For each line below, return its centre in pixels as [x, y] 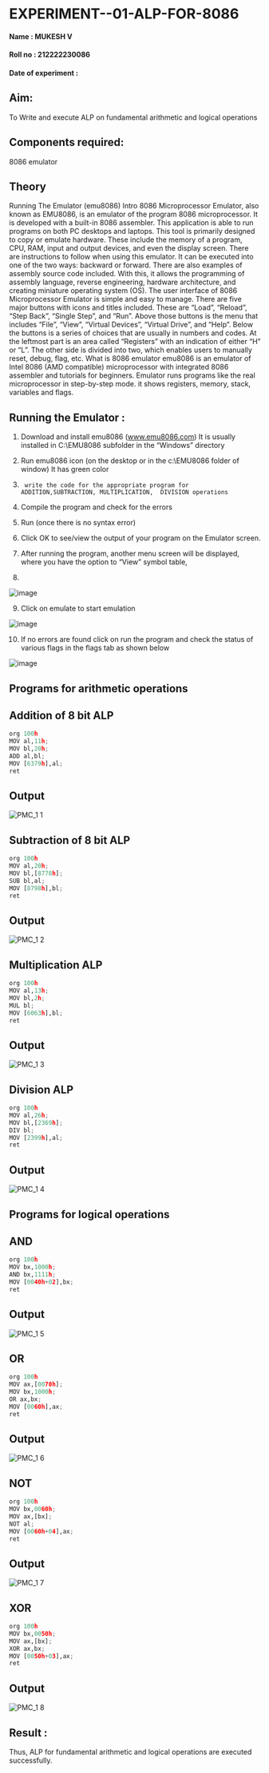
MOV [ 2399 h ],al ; [36, 1138]
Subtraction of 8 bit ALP [70, 840]
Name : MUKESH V [41, 36]
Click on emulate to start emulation [78, 608]
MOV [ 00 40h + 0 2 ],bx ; [42, 1282]
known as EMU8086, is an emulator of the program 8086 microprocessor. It [134, 214]
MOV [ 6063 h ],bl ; [36, 1013]
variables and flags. [42, 393]
